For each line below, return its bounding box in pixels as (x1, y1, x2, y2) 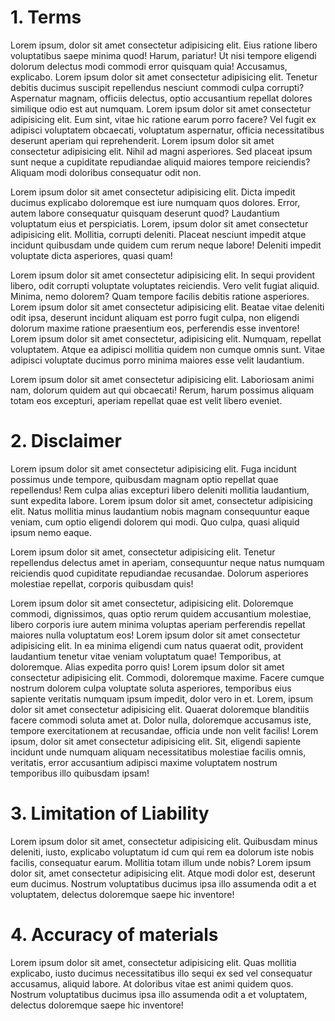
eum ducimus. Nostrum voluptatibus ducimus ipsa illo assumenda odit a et (10, 877, 317, 890)
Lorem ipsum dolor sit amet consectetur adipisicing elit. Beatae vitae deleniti (10, 301, 325, 313)
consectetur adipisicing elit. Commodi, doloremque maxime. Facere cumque (10, 671, 325, 683)
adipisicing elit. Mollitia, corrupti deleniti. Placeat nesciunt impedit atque (10, 228, 307, 240)
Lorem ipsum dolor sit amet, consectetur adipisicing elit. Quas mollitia (10, 956, 297, 968)
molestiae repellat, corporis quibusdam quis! (10, 577, 194, 590)
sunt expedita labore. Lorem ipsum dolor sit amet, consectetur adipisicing (10, 494, 313, 506)
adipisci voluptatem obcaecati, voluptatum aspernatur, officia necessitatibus (10, 124, 325, 136)
